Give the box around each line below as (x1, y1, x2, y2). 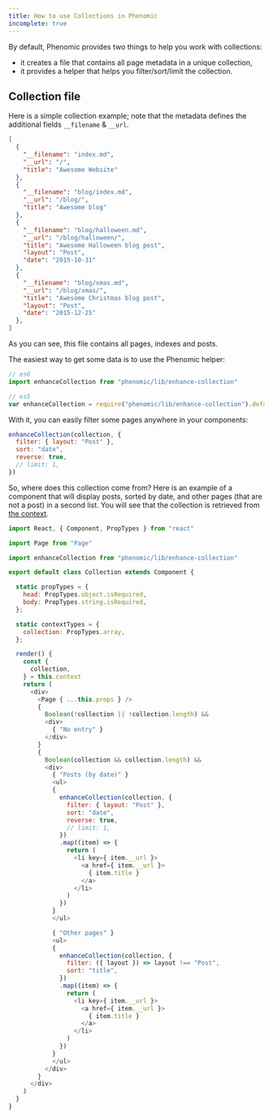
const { (23, 658, 49, 666)
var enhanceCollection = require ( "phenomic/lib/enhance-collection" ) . (8, 399, 253, 408)
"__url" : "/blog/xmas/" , (23, 286, 107, 295)
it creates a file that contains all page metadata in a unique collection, (19, 58, 253, 67)
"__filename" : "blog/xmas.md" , (23, 278, 129, 287)
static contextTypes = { (15, 620, 100, 628)
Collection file (8, 89, 81, 103)
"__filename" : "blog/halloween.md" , (23, 226, 148, 234)
